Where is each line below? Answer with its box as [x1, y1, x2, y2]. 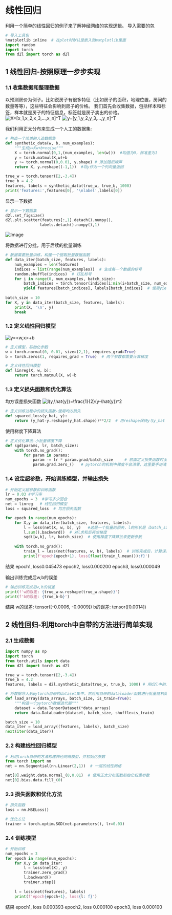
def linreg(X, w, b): [5, 368, 52, 373]
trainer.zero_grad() [24, 870, 68, 876]
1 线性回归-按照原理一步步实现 [5, 67, 101, 76]
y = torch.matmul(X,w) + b [14, 155, 68, 160]
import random [5, 42, 36, 48]
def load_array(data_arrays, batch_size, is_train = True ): [5, 696, 132, 701]
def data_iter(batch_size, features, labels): [5, 257, 106, 262]
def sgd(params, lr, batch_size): [5, 443, 79, 448]
